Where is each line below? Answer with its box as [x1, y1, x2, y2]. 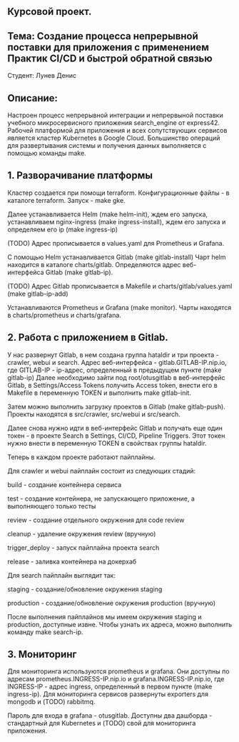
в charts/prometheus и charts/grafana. [7, 311, 121, 319]
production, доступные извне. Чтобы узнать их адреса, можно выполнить [7, 620, 233, 628]
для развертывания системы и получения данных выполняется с [7, 141, 207, 150]
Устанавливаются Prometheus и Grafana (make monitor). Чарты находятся [7, 303, 232, 311]
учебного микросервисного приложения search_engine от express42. [7, 119, 220, 127]
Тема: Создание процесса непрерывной [7, 30, 198, 42]
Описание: [7, 92, 59, 104]
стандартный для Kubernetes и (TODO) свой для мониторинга [7, 719, 196, 728]
